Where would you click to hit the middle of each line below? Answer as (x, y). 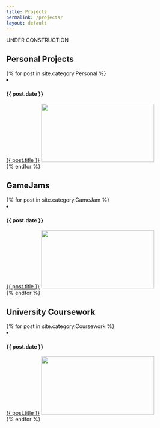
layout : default (26, 23)
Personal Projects (40, 59)
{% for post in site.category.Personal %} (56, 73)
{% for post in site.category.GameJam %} (58, 200)
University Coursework (51, 312)
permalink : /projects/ (35, 17)
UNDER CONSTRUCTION (38, 40)
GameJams (28, 185)
